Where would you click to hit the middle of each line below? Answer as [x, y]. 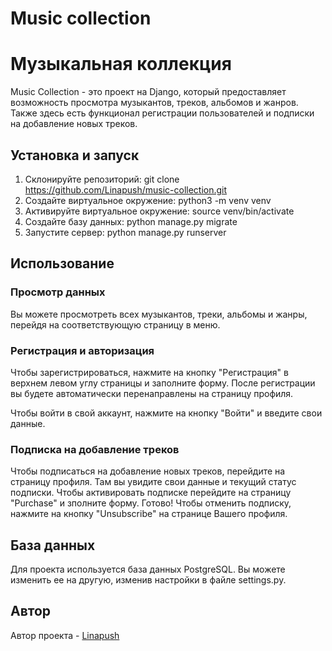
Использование [62, 263]
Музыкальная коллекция [121, 64]
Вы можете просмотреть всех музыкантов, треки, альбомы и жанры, [159, 314]
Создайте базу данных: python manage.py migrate [131, 221]
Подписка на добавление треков [95, 449]
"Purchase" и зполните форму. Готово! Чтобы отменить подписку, [151, 503]
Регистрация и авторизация [82, 350]
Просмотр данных [58, 292]
